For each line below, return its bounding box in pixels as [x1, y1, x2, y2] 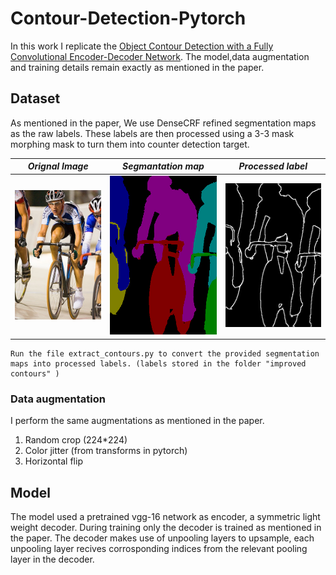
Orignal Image [27, 160, 89, 172]
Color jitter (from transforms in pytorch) [24, 445, 188, 457]
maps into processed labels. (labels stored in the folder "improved [10, 358, 307, 369]
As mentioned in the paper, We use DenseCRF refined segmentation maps [10, 117, 317, 129]
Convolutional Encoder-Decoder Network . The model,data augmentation [10, 50, 310, 62]
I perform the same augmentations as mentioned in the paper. [10, 415, 265, 427]
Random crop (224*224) [24, 434, 128, 446]
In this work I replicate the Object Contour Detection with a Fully [10, 40, 274, 52]
